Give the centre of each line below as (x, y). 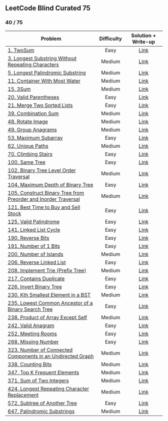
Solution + (144, 36)
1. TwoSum (21, 50)
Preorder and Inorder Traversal (44, 199)
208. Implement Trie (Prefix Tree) (47, 270)
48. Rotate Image (28, 121)
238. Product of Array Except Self (47, 317)
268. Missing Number (33, 341)
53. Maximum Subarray (35, 138)
